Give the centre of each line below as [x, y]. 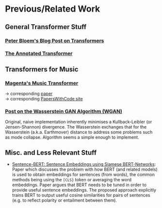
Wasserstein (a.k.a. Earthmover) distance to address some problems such [79, 132]
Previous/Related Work [53, 9]
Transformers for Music [42, 69]
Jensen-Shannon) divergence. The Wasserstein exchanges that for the [76, 127]
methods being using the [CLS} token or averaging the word [72, 180]
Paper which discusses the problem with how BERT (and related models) [85, 169]
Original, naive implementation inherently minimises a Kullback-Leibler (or [79, 122]
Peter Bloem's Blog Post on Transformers [55, 41]
